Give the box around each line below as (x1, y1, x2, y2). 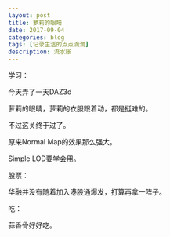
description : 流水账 (8, 48, 72, 56)
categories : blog (8, 33, 65, 42)
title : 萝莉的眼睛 (8, 19, 63, 27)
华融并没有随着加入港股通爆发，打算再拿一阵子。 (8, 188, 166, 196)
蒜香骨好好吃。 (8, 221, 56, 230)
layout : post (8, 11, 51, 20)
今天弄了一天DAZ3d (8, 87, 72, 97)
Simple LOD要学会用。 (8, 154, 81, 163)
